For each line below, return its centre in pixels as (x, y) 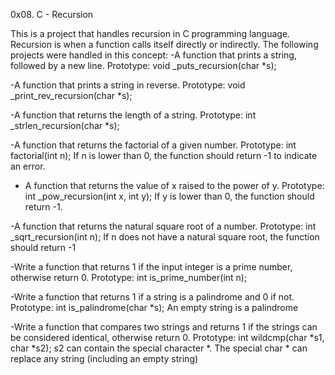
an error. (28, 166)
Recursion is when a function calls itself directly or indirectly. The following (164, 44)
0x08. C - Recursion (52, 14)
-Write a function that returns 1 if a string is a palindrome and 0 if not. (152, 297)
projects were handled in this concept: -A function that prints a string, (153, 55)
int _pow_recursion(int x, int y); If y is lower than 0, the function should (169, 196)
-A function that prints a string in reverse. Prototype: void (128, 85)
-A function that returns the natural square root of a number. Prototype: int (163, 226)
